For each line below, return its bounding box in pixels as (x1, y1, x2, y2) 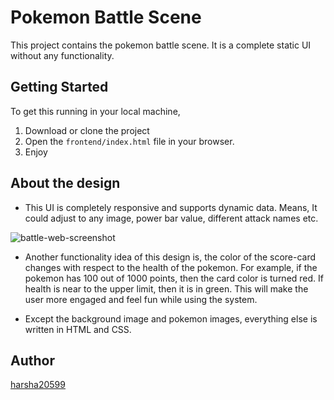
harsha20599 (10, 379, 66, 391)
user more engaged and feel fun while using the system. (24, 293, 258, 305)
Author (10, 352, 55, 369)
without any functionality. (10, 49, 115, 61)
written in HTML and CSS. (24, 323, 132, 335)
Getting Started (10, 79, 109, 96)
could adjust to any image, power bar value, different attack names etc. (24, 212, 319, 224)
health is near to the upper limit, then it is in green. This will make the (24, 282, 309, 295)
